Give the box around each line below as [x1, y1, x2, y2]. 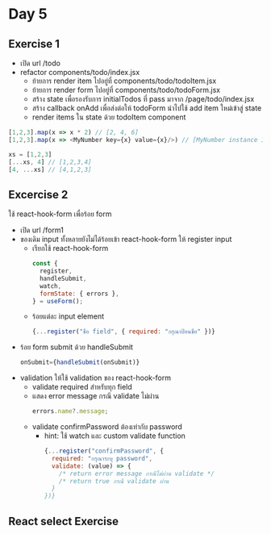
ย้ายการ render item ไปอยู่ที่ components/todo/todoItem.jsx [31, 76, 217, 86]
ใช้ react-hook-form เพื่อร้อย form [8, 209, 112, 219]
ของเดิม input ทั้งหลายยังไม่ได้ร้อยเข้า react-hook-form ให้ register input [19, 235, 232, 244]
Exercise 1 [8, 37, 60, 51]
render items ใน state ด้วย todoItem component [31, 112, 186, 122]
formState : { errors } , [39, 290, 119, 298]
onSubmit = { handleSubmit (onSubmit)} [19, 358, 140, 367]
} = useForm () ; [31, 297, 83, 305]
